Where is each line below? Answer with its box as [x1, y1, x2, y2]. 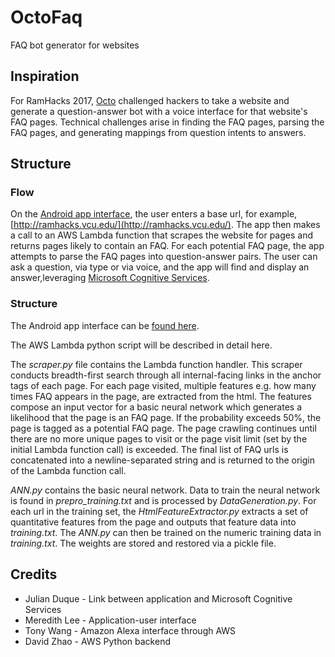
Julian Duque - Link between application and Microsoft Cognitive [24, 592, 293, 605]
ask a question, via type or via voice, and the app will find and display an [10, 261, 310, 273]
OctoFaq [10, 6, 83, 29]
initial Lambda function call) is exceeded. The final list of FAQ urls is [10, 443, 289, 455]
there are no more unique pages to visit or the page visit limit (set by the [10, 432, 308, 445]
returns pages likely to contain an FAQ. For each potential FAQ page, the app [10, 240, 325, 252]
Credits [10, 566, 58, 583]
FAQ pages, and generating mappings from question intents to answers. [10, 126, 307, 138]
